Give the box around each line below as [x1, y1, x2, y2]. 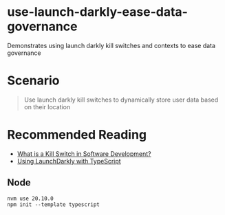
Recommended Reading [7, 127, 147, 143]
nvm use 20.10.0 [7, 195, 54, 202]
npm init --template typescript [7, 201, 100, 208]
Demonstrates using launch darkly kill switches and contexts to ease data [7, 41, 215, 49]
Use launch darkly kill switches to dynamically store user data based [23, 95, 219, 104]
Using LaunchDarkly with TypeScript [17, 157, 122, 165]
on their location [23, 102, 71, 111]
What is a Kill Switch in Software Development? [17, 149, 151, 158]
